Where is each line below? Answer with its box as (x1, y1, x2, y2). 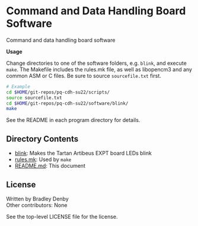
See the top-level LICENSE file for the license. (6, 213, 118, 220)
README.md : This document (14, 162, 86, 169)
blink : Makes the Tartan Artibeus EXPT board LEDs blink (14, 150, 152, 157)
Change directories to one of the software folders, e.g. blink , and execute (6, 59, 187, 67)
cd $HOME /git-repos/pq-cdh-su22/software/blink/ (6, 100, 129, 106)
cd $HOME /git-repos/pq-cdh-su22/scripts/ (6, 89, 110, 95)
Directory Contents (6, 134, 79, 144)
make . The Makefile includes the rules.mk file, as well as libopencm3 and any (6, 65, 193, 73)
